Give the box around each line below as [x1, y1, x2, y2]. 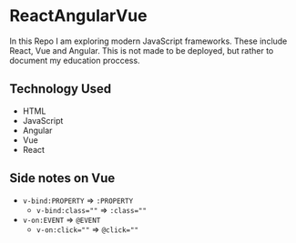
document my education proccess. [9, 55, 140, 66]
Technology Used [9, 81, 112, 96]
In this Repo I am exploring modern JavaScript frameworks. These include [9, 35, 288, 46]
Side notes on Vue [9, 170, 116, 187]
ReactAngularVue [9, 5, 148, 26]
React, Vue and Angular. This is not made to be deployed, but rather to [9, 45, 274, 56]
